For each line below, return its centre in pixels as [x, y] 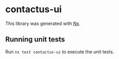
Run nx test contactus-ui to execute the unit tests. [60, 51]
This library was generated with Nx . [43, 23]
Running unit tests [35, 39]
